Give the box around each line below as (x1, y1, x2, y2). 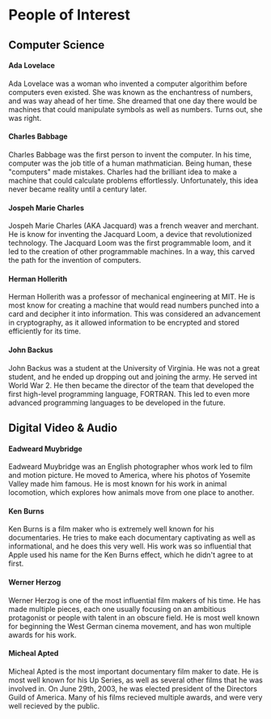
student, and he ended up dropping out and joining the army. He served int (8, 372, 257, 381)
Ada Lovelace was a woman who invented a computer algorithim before (8, 79, 248, 88)
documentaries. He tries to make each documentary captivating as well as (8, 533, 256, 543)
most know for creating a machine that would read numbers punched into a (8, 300, 260, 310)
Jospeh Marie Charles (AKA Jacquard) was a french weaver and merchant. (8, 221, 259, 230)
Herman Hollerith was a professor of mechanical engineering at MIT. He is (8, 292, 256, 302)
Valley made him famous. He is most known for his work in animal (8, 479, 227, 489)
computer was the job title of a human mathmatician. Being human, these (8, 158, 252, 168)
